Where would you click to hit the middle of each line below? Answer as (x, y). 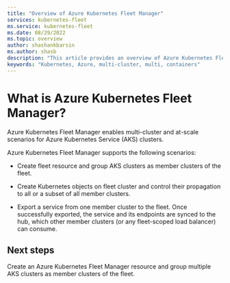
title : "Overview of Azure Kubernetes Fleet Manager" (86, 13)
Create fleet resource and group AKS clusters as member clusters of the (119, 166)
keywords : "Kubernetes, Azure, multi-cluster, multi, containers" (104, 64)
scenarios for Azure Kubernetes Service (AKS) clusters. (86, 139)
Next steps (31, 250)
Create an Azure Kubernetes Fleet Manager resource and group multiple (109, 267)
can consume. (37, 229)
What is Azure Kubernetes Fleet (100, 98)
